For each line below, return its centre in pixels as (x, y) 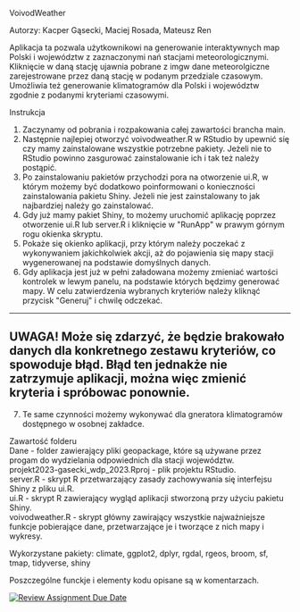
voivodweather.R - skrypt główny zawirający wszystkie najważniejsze (137, 516)
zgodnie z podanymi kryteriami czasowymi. (89, 95)
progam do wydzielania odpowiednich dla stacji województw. (122, 460)
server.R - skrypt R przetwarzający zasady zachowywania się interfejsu (141, 479)
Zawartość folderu (43, 440)
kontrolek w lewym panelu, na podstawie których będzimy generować (151, 281)
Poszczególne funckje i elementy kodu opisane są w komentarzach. (134, 580)
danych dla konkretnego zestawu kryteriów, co (143, 351)
